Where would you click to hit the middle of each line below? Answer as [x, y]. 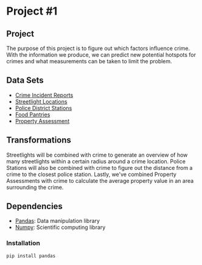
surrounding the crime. [35, 187]
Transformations [39, 140]
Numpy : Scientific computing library [60, 227]
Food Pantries [33, 115]
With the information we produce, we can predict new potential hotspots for [101, 55]
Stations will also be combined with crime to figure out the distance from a [99, 168]
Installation [23, 243]
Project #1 [32, 11]
